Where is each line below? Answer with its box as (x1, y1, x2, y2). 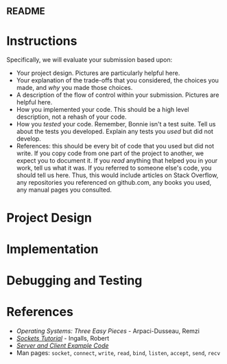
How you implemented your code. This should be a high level (16, 106, 189, 114)
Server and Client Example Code (16, 341, 109, 350)
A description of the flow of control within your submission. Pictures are (16, 91, 219, 99)
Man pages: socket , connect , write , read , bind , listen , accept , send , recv (16, 348, 221, 356)
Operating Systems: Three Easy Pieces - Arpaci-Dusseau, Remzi (16, 326, 200, 335)
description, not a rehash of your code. (16, 113, 127, 121)
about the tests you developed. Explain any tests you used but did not (16, 127, 214, 136)
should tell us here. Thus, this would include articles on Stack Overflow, (16, 171, 219, 179)
